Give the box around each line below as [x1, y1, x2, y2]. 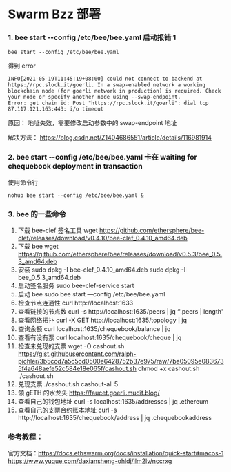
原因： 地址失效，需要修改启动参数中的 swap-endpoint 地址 [8, 119, 177, 127]
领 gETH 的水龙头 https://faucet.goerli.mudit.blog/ [17, 388, 161, 397]
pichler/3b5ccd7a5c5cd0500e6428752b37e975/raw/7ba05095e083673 [17, 357, 224, 366]
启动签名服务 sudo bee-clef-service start [17, 281, 134, 290]
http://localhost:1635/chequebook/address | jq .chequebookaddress [17, 414, 212, 422]
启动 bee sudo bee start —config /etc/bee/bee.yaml [17, 290, 165, 299]
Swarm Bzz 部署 [8, 6, 101, 22]
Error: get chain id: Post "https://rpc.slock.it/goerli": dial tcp [8, 100, 209, 107]
